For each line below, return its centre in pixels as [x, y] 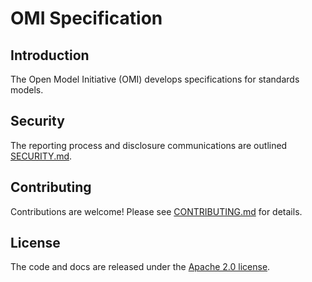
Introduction [50, 55]
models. [27, 90]
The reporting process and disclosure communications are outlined [149, 145]
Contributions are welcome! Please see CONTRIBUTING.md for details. [156, 211]
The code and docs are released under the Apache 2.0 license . [140, 267]
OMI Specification [86, 18]
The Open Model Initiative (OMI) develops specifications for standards [155, 79]
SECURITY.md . [41, 156]
